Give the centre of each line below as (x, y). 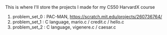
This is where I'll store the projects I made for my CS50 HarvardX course (80, 7)
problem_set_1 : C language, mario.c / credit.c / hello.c (68, 22)
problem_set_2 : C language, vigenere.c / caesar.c (64, 27)
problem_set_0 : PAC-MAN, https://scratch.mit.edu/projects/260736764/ (87, 17)
